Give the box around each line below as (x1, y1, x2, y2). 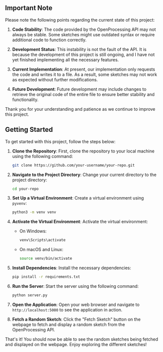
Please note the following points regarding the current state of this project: (5, 17, 155, 23)
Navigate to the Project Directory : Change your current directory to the (12, 172, 157, 177)
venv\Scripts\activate (19, 238, 66, 243)
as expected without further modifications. (12, 76, 98, 82)
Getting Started (5, 126, 53, 134)
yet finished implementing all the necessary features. (12, 56, 119, 63)
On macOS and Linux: (19, 247, 63, 252)
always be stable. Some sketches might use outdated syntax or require (12, 31, 155, 37)
